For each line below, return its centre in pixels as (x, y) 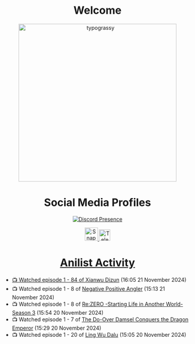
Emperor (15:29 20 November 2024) (57, 328)
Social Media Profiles (97, 203)
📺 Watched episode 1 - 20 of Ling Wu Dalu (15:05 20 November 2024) (99, 334)
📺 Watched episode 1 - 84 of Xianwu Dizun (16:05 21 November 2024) (99, 279)
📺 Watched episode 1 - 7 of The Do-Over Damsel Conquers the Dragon (100, 319)
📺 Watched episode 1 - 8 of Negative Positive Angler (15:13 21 (89, 288)
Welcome (97, 10)
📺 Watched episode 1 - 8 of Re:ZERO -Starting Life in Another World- (97, 304)
